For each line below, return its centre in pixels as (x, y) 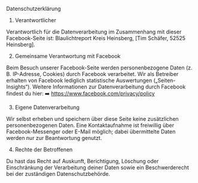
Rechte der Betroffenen (44, 150)
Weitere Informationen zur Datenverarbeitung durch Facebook (109, 87)
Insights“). (19, 87)
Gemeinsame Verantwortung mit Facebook (68, 56)
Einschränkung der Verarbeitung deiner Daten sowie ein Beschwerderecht (98, 167)
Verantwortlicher (36, 20)
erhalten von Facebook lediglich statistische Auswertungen (79, 80)
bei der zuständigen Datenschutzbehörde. (58, 174)
